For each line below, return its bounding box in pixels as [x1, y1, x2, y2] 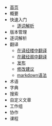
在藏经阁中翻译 [17, 54, 47, 59]
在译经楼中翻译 [17, 47, 47, 53]
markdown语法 [17, 72, 47, 78]
